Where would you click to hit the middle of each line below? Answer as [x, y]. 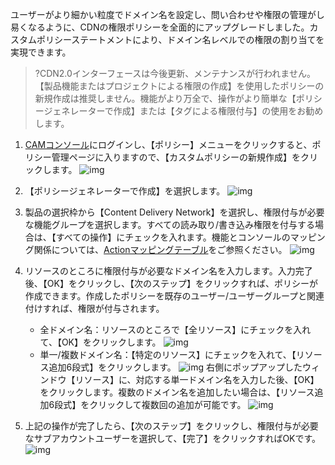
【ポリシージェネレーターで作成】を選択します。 [125, 191]
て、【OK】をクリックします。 [100, 342]
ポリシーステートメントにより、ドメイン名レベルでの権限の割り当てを [180, 39]
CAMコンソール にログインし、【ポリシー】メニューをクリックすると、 [168, 144]
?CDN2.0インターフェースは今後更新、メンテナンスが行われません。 [175, 73]
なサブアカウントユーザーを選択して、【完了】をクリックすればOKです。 [173, 438]
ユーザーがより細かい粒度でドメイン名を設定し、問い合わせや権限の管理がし [167, 14]
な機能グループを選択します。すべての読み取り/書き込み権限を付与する [170, 224]
